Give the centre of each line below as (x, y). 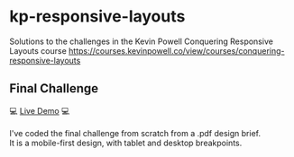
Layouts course (38, 50)
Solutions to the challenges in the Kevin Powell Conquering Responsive (141, 41)
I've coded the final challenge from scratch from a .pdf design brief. (135, 133)
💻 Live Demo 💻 (40, 110)
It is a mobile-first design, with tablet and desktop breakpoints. (126, 143)
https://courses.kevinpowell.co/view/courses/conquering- (177, 50)
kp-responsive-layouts (97, 17)
